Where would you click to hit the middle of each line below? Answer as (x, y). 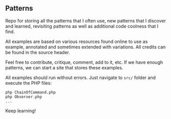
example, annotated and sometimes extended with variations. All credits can (86, 47)
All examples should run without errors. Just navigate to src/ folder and (80, 77)
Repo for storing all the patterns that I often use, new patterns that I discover (86, 20)
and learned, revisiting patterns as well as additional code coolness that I (82, 26)
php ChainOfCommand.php (31, 92)
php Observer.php (24, 97)
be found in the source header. (38, 52)
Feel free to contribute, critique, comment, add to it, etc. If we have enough (84, 62)
